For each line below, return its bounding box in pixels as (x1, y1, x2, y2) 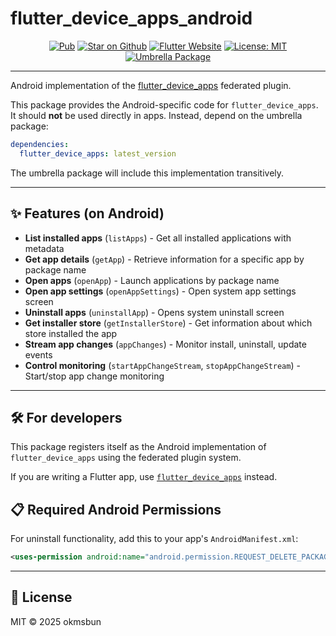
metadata (24, 242, 65, 254)
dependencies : (10, 139, 70, 149)
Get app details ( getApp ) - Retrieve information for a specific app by (24, 253, 305, 265)
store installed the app (24, 327, 118, 339)
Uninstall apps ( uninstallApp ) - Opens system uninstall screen (24, 306, 285, 318)
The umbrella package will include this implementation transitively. (10, 167, 285, 179)
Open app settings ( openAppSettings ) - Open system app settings (24, 285, 297, 297)
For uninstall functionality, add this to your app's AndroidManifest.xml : (10, 533, 299, 545)
